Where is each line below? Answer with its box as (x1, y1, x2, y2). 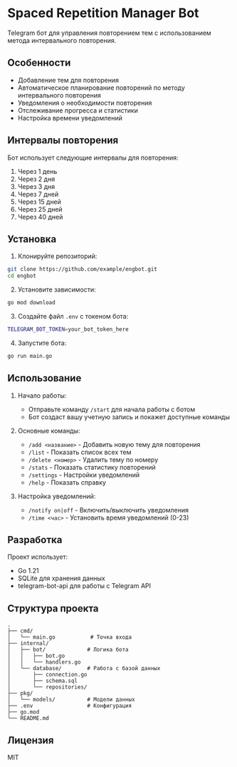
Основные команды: (17, 426, 80, 435)
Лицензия (7, 734, 54, 746)
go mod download (7, 299, 56, 307)
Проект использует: (7, 552, 68, 561)
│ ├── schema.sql (7, 677, 78, 685)
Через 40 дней (17, 212, 63, 221)
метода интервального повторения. (7, 36, 117, 44)
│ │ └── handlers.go (7, 659, 81, 666)
